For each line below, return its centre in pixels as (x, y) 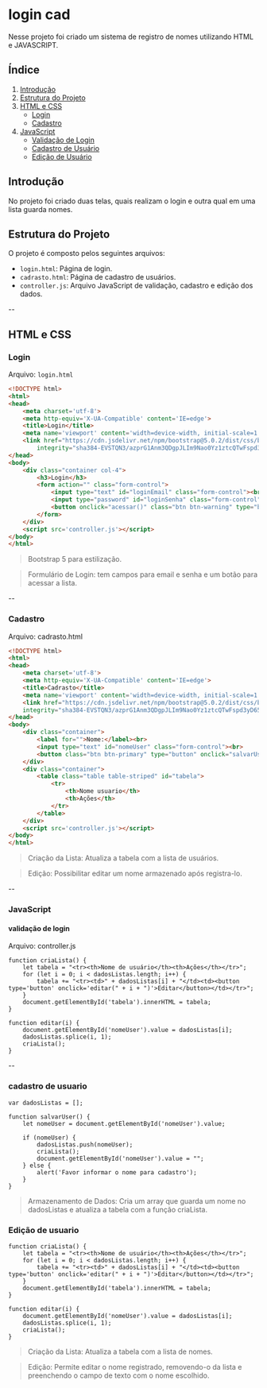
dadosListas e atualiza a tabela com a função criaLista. (118, 1209)
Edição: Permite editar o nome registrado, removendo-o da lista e (135, 1367)
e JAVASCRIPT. (33, 44)
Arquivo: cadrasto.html (46, 636)
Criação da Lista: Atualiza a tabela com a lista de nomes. (120, 1351)
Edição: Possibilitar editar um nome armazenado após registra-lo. (135, 874)
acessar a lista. (52, 583)
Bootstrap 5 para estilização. (75, 559)
